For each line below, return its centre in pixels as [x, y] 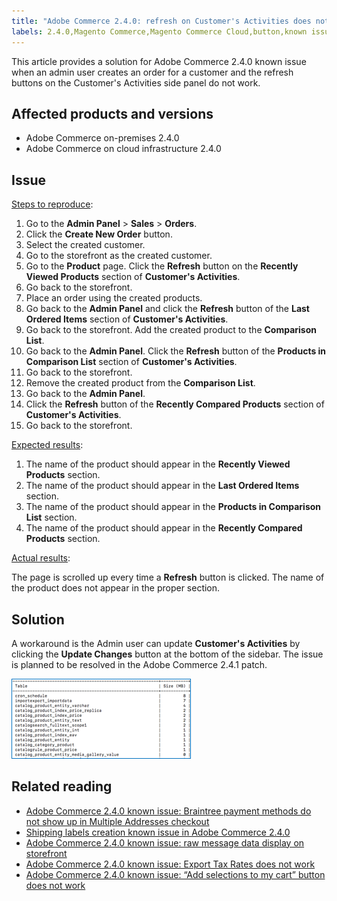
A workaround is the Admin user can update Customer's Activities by [156, 643]
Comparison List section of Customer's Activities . [131, 362]
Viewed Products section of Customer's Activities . [133, 277]
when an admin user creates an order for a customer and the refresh [152, 72]
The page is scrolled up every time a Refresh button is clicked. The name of [168, 577]
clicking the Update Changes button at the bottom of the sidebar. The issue [167, 654]
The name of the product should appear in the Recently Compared [164, 528]
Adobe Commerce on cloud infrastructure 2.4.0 [123, 149]
